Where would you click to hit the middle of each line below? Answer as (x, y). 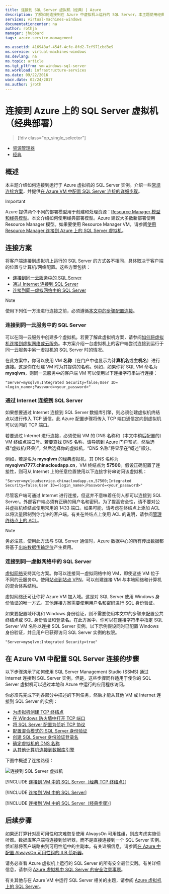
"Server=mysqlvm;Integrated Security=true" (52, 642)
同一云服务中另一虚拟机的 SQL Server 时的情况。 (56, 350)
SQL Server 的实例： (36, 701)
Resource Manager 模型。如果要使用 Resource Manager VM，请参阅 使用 (81, 224)
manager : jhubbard (24, 33)
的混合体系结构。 (23, 586)
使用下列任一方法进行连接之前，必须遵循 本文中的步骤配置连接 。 (71, 311)
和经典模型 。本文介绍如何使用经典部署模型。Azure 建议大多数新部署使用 (80, 218)
